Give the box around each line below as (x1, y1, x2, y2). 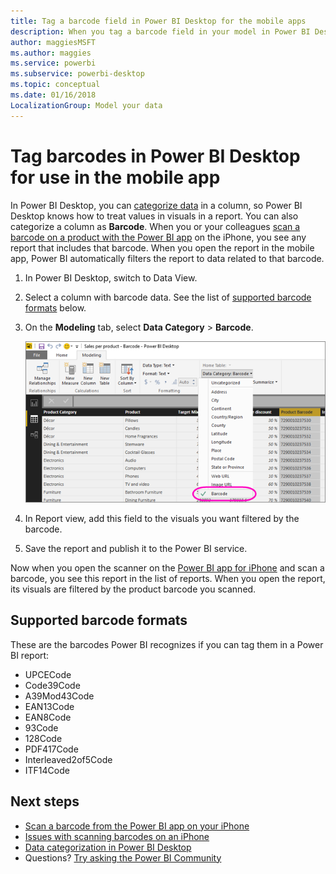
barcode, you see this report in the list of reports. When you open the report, (10, 573, 326, 584)
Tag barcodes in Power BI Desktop (10, 145, 301, 167)
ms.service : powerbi (10, 58, 97, 69)
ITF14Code (24, 764, 70, 776)
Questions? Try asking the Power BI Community (24, 851, 222, 864)
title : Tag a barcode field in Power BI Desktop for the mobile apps (10, 16, 307, 26)
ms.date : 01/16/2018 (10, 90, 97, 100)
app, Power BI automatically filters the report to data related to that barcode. (10, 252, 325, 264)
